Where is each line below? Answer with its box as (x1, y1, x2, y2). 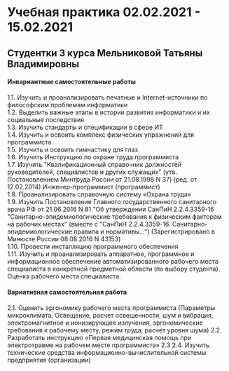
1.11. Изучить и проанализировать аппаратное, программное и (7, 250, 195, 258)
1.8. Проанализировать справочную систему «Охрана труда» (7, 190, 191, 198)
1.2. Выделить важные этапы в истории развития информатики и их (7, 108, 210, 116)
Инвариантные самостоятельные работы (7, 78, 137, 86)
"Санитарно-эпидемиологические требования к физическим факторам (7, 212, 222, 221)
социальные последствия (7, 115, 85, 123)
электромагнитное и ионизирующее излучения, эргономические (7, 318, 204, 327)
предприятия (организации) (7, 356, 91, 364)
